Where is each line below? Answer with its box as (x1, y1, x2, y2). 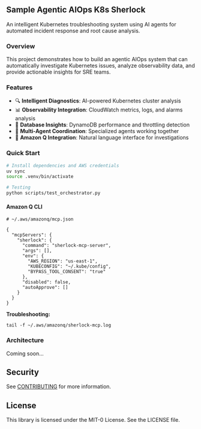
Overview (6, 42, 35, 50)
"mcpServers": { (11, 232, 52, 238)
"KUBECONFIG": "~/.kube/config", (28, 264, 112, 270)
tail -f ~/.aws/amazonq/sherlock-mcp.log (6, 322, 112, 328)
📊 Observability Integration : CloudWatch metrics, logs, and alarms (14, 106, 183, 113)
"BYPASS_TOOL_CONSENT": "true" (28, 269, 106, 275)
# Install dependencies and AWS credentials (6, 162, 119, 168)
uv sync (6, 168, 26, 174)
